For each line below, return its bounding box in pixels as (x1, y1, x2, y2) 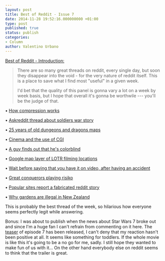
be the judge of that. (17, 98, 59, 104)
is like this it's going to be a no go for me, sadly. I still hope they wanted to (5, 239, 156, 245)
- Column (5, 40, 23, 45)
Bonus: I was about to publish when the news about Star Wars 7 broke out (5, 218, 156, 224)
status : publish (5, 30, 39, 35)
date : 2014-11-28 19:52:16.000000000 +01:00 (5, 16, 99, 21)
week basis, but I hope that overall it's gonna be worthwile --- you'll (17, 93, 156, 99)
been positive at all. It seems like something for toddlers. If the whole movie (5, 234, 160, 240)
